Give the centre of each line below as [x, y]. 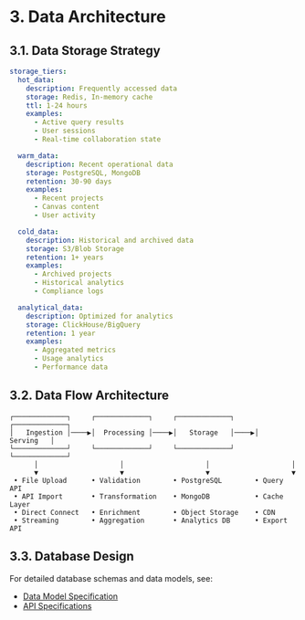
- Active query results [79, 122]
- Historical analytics [79, 283]
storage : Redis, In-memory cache [89, 97]
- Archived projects [73, 274]
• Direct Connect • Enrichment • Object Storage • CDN [144, 512]
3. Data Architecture [88, 17]
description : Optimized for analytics [100, 316]
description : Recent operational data [100, 164]
